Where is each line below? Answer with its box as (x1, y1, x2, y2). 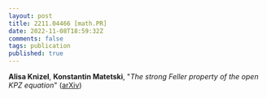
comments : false (8, 34, 63, 43)
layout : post (8, 11, 53, 20)
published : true (8, 49, 63, 58)
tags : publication (8, 42, 71, 50)
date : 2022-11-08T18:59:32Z (8, 27, 104, 35)
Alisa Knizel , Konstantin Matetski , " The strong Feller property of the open (8, 72, 259, 81)
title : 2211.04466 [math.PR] (8, 19, 107, 28)
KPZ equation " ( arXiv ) (8, 80, 82, 90)
